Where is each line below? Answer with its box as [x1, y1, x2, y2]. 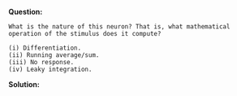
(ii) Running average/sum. [8, 51, 100, 59]
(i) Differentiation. [8, 44, 82, 52]
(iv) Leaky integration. [8, 65, 93, 73]
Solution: [8, 80, 41, 89]
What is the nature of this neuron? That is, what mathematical [8, 23, 231, 31]
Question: [8, 7, 43, 16]
